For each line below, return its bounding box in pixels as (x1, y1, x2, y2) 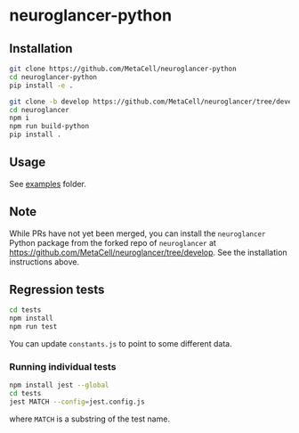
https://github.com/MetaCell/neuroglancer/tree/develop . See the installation (9, 247, 287, 257)
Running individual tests (9, 360, 117, 372)
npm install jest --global (9, 380, 109, 390)
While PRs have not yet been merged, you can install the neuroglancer (9, 228, 266, 239)
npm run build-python (9, 122, 90, 131)
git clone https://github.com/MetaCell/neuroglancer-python (9, 64, 238, 73)
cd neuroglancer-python (9, 72, 98, 81)
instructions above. (9, 256, 80, 267)
